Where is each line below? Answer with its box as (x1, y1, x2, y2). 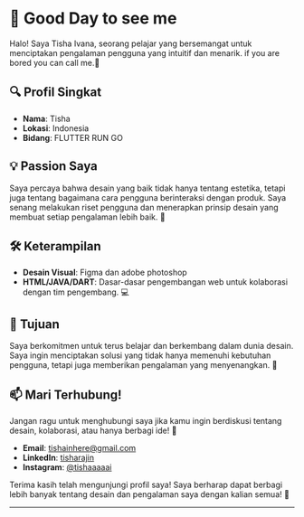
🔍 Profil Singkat (9, 85, 102, 100)
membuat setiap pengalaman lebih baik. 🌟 (9, 211, 166, 222)
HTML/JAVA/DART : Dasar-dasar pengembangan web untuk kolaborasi (22, 277, 288, 287)
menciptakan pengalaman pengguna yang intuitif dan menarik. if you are (9, 47, 280, 58)
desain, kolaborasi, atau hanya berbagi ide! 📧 (9, 425, 177, 436)
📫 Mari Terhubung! (9, 387, 122, 402)
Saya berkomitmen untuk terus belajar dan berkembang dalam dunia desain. (9, 341, 294, 352)
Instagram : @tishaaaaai (22, 462, 112, 473)
